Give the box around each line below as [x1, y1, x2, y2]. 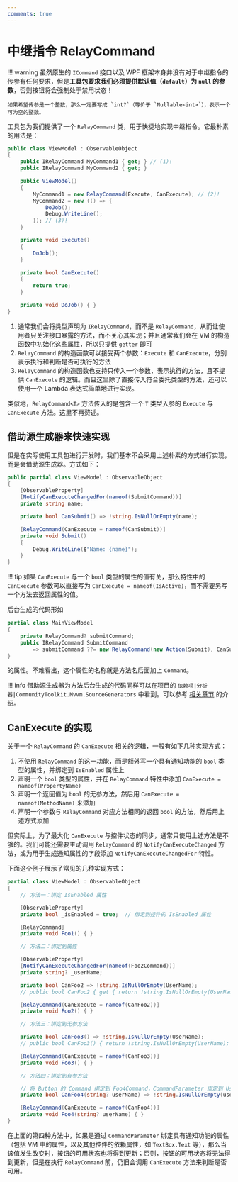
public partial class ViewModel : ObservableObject [7, 474, 163, 481]
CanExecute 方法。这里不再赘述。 [7, 408, 103, 416]
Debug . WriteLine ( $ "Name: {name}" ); [33, 545, 138, 553]
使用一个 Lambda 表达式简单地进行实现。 [17, 384, 138, 392]
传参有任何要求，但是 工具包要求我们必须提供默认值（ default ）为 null [7, 77, 212, 85]
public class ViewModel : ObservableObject [7, 145, 138, 152]
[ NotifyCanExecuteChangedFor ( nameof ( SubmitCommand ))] [20, 494, 182, 501]
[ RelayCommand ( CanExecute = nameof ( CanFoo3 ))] [20, 1052, 160, 1060]
